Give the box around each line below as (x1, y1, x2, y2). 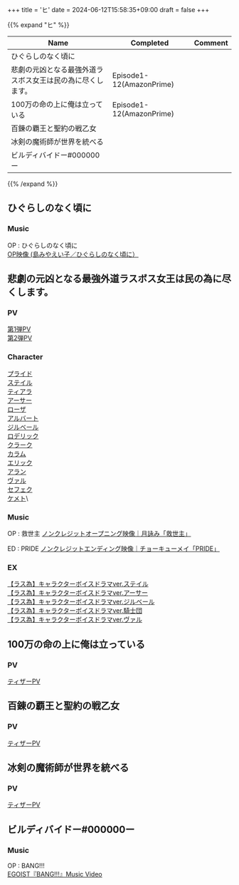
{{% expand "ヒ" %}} (7, 21, 70, 29)
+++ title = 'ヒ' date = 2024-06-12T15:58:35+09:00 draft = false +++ (7, 6, 210, 14)
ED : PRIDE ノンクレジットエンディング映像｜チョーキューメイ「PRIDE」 (7, 544, 221, 553)
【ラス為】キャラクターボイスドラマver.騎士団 (7, 606, 142, 615)
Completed (130, 38, 169, 48)
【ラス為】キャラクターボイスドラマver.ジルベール (7, 597, 155, 606)
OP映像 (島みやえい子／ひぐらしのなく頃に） (7, 249, 139, 258)
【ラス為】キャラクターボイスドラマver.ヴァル (7, 615, 142, 624)
